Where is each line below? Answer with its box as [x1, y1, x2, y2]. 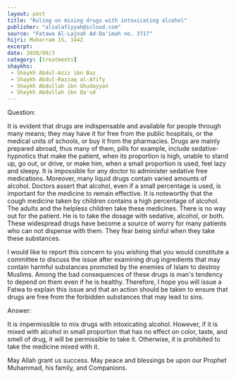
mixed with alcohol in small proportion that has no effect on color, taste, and [7, 328, 228, 336]
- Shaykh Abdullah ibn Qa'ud [10, 89, 97, 96]
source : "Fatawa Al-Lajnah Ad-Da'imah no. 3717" [7, 30, 153, 37]
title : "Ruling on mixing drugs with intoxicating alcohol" [7, 17, 188, 24]
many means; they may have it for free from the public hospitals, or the [7, 130, 213, 138]
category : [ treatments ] [7, 56, 77, 63]
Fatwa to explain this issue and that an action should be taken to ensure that [7, 285, 228, 294]
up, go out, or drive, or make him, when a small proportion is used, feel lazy [7, 159, 227, 168]
